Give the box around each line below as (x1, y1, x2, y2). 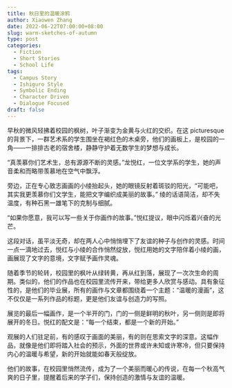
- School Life (13, 61, 54, 68)
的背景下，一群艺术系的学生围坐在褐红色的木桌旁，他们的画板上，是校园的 (7, 135, 219, 143)
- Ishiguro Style (13, 81, 64, 88)
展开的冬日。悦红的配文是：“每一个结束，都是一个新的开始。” (7, 318, 180, 326)
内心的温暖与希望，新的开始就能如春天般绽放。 (7, 349, 140, 358)
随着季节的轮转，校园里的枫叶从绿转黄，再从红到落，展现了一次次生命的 (7, 269, 213, 277)
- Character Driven (13, 94, 70, 101)
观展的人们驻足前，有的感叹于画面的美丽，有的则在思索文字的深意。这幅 (7, 332, 213, 340)
